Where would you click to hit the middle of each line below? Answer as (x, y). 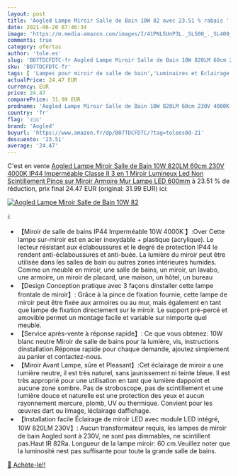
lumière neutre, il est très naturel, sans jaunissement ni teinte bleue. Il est (124, 373)
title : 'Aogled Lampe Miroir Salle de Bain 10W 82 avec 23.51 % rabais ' (119, 21)
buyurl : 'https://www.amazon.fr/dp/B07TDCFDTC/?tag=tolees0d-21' (106, 133)
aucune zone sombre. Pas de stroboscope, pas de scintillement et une (120, 388)
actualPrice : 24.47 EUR (42, 80)
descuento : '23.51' (36, 139)
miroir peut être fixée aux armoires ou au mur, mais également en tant (119, 303)
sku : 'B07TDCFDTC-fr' (39, 67)
